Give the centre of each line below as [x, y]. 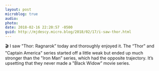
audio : [12, 18]
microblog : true [21, 14]
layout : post [18, 9]
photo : [12, 23]
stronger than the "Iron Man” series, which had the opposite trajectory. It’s [79, 58]
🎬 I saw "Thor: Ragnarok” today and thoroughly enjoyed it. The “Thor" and [80, 46]
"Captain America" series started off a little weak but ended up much [74, 53]
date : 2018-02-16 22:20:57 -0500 [39, 28]
